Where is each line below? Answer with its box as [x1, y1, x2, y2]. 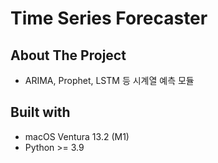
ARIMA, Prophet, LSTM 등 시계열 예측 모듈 [24, 75, 195, 86]
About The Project [10, 47, 127, 64]
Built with [10, 104, 71, 121]
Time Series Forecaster [10, 7, 208, 30]
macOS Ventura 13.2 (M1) [24, 130, 130, 142]
